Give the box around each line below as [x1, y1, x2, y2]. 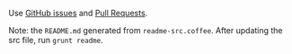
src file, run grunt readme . [8, 35, 104, 45]
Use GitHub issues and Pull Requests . [8, 8, 148, 18]
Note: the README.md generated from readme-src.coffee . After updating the [8, 25, 284, 35]
